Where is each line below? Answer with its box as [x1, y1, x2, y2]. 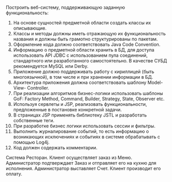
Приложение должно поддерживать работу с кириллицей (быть [13, 69, 155, 75]
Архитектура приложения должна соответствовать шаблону [13, 79, 146, 85]
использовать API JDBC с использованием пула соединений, [13, 52, 148, 58]
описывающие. [13, 25, 47, 31]
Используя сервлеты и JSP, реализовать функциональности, [13, 101, 147, 107]
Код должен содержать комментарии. [13, 145, 98, 150]
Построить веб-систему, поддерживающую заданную [6, 5, 125, 10]
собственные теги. [13, 118, 55, 123]
